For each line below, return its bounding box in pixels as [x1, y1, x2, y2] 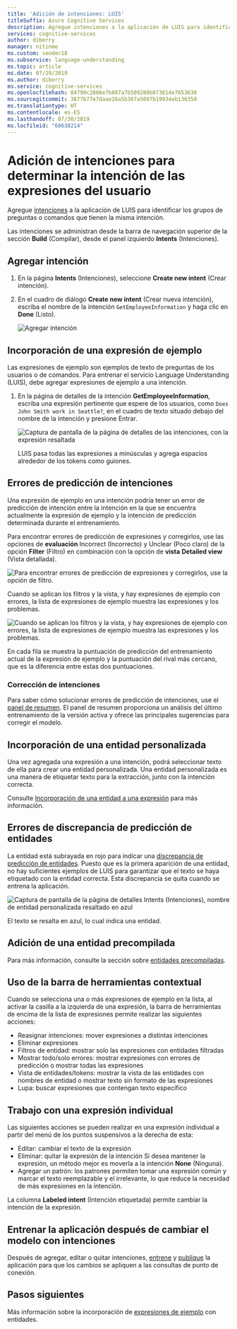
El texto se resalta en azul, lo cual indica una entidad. [7, 916, 162, 925]
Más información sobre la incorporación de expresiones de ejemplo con [7, 1307, 217, 1316]
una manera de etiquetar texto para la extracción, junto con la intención [7, 772, 215, 781]
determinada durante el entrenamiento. [7, 518, 121, 527]
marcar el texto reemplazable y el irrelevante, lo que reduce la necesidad [17, 1174, 230, 1183]
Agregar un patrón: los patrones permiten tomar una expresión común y [17, 1167, 227, 1176]
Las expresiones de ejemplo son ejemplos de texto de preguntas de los [7, 363, 214, 372]
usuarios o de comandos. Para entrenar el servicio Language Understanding [7, 370, 229, 379]
